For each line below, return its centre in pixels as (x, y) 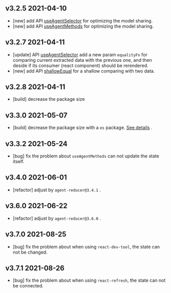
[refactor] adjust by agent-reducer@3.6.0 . (57, 218)
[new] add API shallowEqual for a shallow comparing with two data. (84, 71)
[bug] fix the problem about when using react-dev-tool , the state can (86, 246)
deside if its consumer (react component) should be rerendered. (80, 65)
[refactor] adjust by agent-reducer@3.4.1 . (57, 190)
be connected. (28, 286)
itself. (18, 162)
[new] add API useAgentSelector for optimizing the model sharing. (82, 20)
